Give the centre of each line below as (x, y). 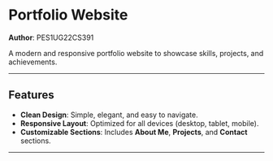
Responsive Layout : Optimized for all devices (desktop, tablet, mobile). (139, 123)
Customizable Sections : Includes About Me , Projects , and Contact (134, 132)
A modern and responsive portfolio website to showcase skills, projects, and (136, 53)
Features (31, 95)
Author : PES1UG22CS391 (51, 37)
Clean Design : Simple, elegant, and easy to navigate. (109, 115)
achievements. (33, 62)
